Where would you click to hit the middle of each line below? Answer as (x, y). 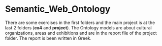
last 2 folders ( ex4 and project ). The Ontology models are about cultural (78, 27)
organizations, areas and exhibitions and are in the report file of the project (81, 33)
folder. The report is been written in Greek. (48, 38)
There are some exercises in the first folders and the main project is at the (80, 23)
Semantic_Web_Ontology (58, 9)
